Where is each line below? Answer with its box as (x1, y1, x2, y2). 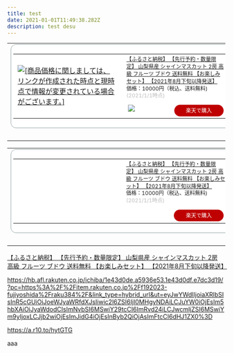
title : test (7, 10, 42, 17)
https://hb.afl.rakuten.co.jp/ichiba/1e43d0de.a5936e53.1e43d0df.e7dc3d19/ (7, 276, 224, 284)
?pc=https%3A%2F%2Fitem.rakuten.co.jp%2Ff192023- (7, 283, 168, 291)
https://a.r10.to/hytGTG (7, 325, 73, 334)
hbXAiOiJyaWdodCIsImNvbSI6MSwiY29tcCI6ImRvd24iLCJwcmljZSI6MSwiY (7, 305, 225, 313)
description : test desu (7, 23, 76, 30)
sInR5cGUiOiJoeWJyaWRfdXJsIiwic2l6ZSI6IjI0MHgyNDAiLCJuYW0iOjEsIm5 (7, 298, 224, 306)
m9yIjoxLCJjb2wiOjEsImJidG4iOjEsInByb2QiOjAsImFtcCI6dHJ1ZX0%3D (7, 312, 213, 321)
